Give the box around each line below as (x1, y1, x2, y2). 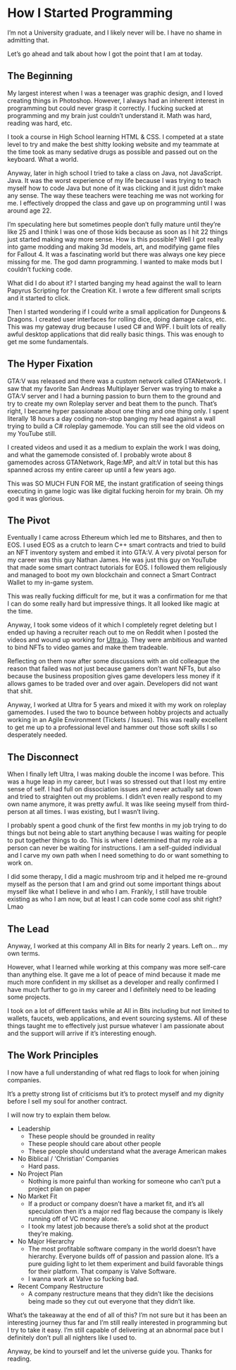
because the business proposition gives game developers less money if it (7, 672, 221, 680)
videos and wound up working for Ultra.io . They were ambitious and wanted (7, 636, 228, 644)
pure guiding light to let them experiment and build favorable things (27, 1259, 224, 1268)
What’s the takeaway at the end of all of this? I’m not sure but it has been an (7, 1311, 228, 1319)
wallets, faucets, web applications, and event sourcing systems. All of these (7, 1014, 228, 1022)
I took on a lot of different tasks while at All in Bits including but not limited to (7, 1007, 230, 1015)
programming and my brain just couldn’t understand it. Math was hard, (7, 111, 212, 119)
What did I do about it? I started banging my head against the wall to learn (7, 278, 222, 287)
